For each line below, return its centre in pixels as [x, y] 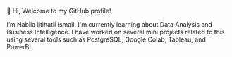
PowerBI [19, 47]
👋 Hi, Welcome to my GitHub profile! [59, 11]
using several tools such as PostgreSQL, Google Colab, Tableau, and [106, 39]
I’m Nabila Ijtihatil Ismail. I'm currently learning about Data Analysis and [110, 24]
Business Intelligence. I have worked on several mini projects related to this [116, 32]
